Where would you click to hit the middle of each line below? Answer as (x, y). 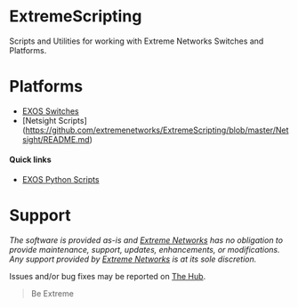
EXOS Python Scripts (60, 180)
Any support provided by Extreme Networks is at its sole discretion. (133, 259)
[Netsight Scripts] (54, 120)
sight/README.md (56, 139)
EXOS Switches (51, 111)
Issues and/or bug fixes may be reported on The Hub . (108, 277)
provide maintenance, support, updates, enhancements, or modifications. (145, 250)
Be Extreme (52, 294)
